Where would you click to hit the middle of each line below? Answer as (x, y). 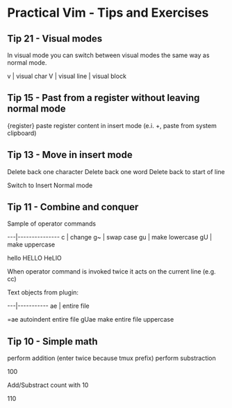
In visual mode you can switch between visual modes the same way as (108, 55)
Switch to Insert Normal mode (50, 185)
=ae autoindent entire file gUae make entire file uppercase (91, 320)
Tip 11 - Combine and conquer (73, 207)
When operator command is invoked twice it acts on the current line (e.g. (112, 272)
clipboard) (22, 133)
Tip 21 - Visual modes (55, 39)
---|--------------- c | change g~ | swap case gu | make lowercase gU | (110, 237)
